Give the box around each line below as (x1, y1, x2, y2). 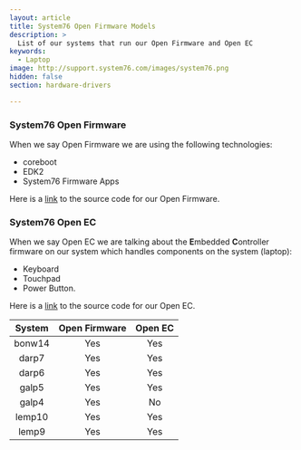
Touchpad (22, 273, 61, 284)
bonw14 (14, 337, 50, 349)
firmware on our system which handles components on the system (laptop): (9, 246, 293, 257)
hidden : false (9, 72, 63, 81)
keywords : (9, 47, 47, 56)
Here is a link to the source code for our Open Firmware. (9, 193, 220, 204)
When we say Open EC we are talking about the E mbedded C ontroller (9, 236, 270, 247)
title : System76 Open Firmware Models (9, 22, 156, 31)
